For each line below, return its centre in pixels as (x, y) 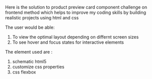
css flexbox (24, 72)
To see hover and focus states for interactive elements (68, 42)
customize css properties (38, 67)
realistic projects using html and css (42, 18)
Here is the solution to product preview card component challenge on (76, 7)
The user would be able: (30, 27)
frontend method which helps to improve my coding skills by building (76, 12)
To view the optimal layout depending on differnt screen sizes (76, 37)
